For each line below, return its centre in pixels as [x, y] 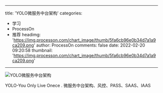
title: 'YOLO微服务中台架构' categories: [44, 13]
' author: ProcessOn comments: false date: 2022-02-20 [90, 45]
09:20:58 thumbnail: [32, 50]
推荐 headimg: [26, 35]
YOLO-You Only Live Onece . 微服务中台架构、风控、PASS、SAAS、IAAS [78, 85]
